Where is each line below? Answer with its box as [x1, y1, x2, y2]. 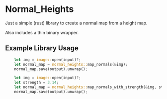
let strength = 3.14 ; [14, 80, 59, 85]
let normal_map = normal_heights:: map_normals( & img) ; [14, 62, 128, 67]
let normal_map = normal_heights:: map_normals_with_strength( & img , [14, 85, 157, 90]
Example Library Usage [5, 44, 79, 53]
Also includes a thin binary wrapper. [5, 29, 79, 35]
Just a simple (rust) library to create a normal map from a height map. [5, 20, 148, 26]
